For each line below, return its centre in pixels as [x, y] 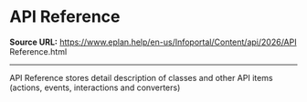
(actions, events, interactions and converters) [95, 87]
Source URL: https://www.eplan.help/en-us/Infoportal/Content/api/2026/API [153, 42]
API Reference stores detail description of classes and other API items [141, 77]
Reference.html [38, 51]
